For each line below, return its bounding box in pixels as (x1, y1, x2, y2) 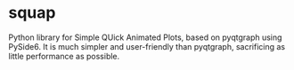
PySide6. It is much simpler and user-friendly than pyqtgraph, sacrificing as (8, 41, 286, 51)
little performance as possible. (8, 51, 120, 61)
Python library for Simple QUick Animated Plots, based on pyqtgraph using (8, 32, 282, 43)
